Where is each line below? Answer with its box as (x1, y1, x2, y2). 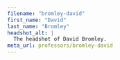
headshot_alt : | (7, 29, 54, 37)
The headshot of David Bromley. (13, 36, 108, 43)
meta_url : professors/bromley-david (7, 42, 113, 49)
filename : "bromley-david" (7, 10, 85, 17)
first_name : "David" (7, 17, 67, 23)
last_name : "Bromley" (7, 23, 70, 30)
